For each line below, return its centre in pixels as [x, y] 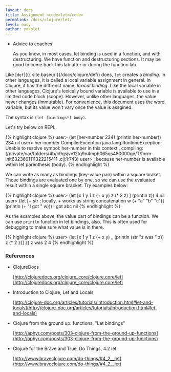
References [20, 256]
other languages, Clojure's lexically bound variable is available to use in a [82, 91]
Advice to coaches [33, 44]
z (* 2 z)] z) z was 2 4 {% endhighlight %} [49, 243]
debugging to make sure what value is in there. [55, 227]
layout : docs [19, 10]
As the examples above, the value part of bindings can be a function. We [82, 216]
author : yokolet [23, 29]
